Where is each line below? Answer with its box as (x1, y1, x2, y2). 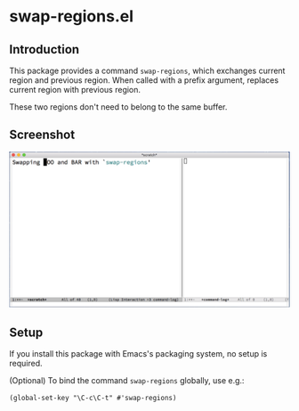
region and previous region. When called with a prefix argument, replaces (9, 75, 279, 86)
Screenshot (9, 127, 76, 143)
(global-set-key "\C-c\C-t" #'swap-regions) (9, 394, 177, 403)
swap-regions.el (9, 6, 134, 27)
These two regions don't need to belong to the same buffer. (9, 102, 228, 112)
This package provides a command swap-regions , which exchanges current (9, 65, 286, 76)
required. (9, 358, 43, 369)
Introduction (9, 42, 80, 57)
